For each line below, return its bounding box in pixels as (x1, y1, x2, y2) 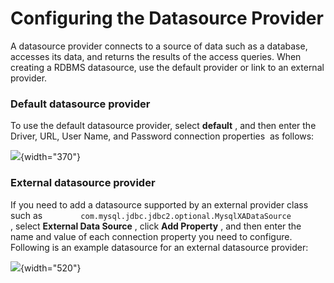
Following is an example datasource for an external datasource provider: (10, 241, 309, 253)
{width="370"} (20, 151, 81, 163)
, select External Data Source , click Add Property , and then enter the (10, 220, 302, 232)
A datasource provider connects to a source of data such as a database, (10, 40, 308, 52)
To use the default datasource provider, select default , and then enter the (10, 120, 317, 132)
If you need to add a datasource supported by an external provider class (10, 198, 309, 211)
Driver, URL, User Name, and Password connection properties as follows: (10, 130, 315, 142)
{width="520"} (20, 262, 82, 274)
